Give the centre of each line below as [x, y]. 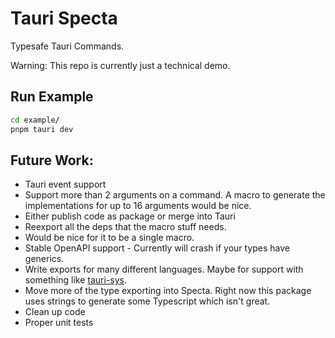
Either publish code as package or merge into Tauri [130, 216]
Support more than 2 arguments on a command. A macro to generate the [175, 195]
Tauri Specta [64, 18]
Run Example [52, 97]
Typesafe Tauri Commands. [67, 46]
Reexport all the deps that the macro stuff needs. [125, 227]
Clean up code [55, 312]
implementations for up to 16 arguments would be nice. [138, 206]
